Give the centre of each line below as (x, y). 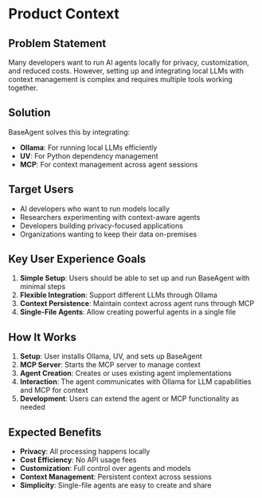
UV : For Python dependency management (89, 155)
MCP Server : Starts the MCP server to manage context (110, 365)
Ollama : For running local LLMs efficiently (88, 147)
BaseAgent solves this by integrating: (69, 131)
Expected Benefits (55, 432)
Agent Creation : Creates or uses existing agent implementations (126, 373)
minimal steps (43, 287)
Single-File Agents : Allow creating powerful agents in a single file (128, 312)
